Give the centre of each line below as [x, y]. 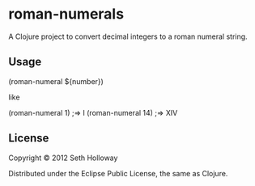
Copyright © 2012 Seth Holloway [63, 158]
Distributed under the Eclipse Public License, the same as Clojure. [118, 173]
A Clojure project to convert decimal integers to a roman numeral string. [128, 36]
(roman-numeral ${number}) [56, 81]
